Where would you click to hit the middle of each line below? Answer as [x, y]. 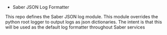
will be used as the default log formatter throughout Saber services [75, 27]
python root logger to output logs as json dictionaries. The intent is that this [84, 22]
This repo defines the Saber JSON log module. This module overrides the [82, 17]
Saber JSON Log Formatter [41, 7]
